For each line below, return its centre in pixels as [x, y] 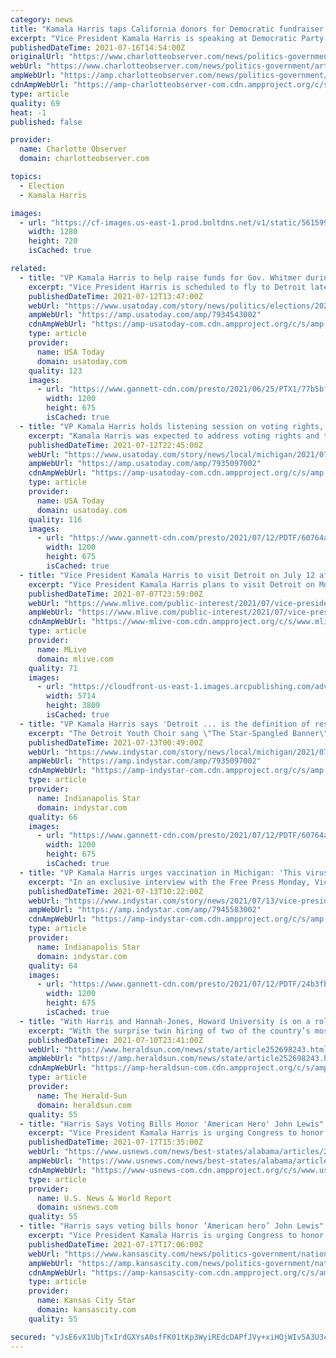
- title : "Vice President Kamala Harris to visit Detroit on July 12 [167, 575]
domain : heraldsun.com [84, 1105]
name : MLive [61, 649]
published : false [46, 122]
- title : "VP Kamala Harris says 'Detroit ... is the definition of [165, 724]
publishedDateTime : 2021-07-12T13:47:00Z [115, 296]
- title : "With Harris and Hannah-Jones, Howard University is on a [165, 1021]
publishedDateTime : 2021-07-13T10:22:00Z [115, 891]
